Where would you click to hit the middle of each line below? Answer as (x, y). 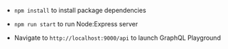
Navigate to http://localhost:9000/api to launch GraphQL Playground (118, 38)
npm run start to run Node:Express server (76, 24)
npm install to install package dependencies (80, 10)
